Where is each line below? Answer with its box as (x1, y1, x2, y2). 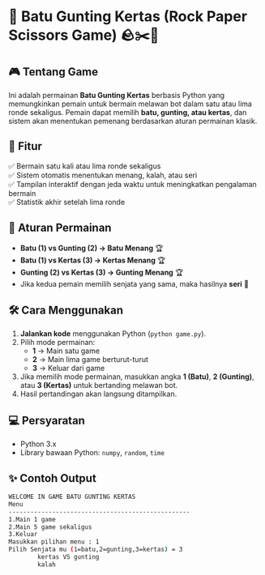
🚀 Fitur (8, 139, 43, 153)
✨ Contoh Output (8, 471, 97, 485)
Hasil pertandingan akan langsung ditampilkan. (19, 389, 177, 399)
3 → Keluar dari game (32, 364, 105, 373)
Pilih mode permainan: (19, 338, 96, 347)
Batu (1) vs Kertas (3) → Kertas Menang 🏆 (19, 255, 166, 265)
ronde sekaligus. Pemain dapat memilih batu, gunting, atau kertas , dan (8, 108, 247, 117)
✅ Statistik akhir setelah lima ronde (8, 197, 126, 207)
